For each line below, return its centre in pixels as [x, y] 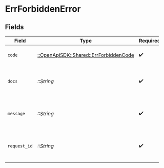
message [16, 114]
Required [150, 41]
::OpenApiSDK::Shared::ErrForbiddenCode [86, 55]
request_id [20, 146]
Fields [15, 27]
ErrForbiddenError [43, 9]
